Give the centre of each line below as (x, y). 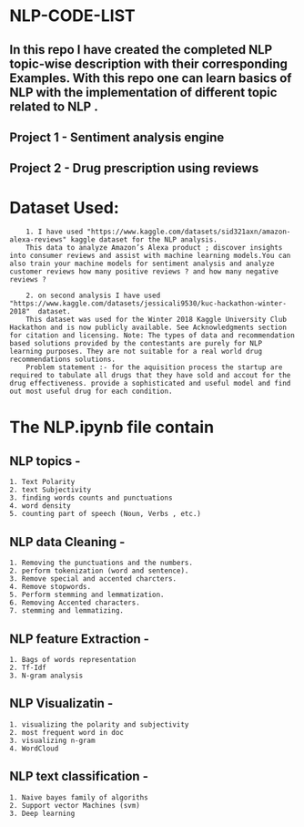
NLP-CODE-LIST (72, 16)
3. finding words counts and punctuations (91, 498)
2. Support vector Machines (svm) (75, 805)
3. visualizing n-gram (52, 740)
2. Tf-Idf (28, 667)
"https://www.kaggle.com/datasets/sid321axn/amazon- (189, 232)
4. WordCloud (34, 749)
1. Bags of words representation (73, 659)
